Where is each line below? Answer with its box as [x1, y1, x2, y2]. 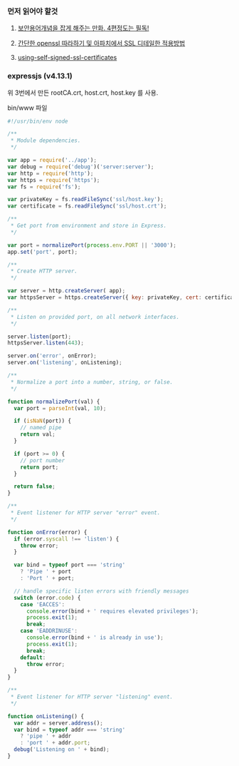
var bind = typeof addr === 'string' [14, 726, 126, 733]
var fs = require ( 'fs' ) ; [7, 183, 81, 190]
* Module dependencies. [10, 137, 81, 144]
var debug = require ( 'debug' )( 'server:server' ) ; [7, 163, 154, 170]
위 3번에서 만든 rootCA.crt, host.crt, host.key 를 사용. [7, 88, 159, 97]
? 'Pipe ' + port [20, 568, 72, 576]
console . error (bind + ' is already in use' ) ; [26, 634, 164, 641]
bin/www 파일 [7, 103, 48, 112]
